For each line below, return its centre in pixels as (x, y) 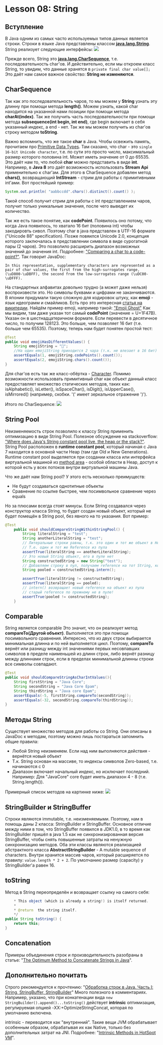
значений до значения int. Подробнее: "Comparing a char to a (69, 251)
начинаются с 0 (28, 767)
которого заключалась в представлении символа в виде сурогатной (76, 241)
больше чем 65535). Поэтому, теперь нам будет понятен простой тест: (79, 328)
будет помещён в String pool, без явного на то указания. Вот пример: (77, 516)
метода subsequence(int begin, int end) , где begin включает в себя (75, 122)
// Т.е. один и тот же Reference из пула (65, 547)
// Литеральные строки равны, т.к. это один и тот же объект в (88, 543)
